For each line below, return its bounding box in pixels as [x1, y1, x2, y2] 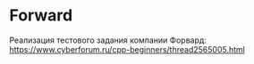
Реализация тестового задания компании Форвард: [9, 35, 207, 45]
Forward [9, 5, 73, 26]
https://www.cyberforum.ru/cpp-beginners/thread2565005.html [9, 44, 246, 54]
